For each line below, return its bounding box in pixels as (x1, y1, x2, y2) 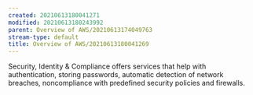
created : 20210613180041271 (8, 11, 101, 19)
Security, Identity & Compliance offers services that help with (8, 62, 207, 71)
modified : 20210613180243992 (8, 19, 104, 26)
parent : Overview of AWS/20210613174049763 (8, 26, 153, 33)
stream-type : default (8, 33, 79, 41)
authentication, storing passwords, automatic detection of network (8, 70, 224, 79)
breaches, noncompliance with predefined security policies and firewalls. (8, 79, 246, 88)
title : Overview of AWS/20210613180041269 (8, 40, 149, 48)
